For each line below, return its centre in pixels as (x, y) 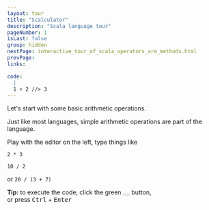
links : (16, 64)
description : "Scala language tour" (59, 26)
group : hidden (27, 45)
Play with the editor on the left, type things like (72, 142)
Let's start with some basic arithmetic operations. (77, 108)
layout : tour (26, 13)
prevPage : (21, 58)
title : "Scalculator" (38, 20)
